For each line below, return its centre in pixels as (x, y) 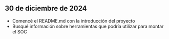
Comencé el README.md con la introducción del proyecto (73, 21)
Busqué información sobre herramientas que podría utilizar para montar (88, 26)
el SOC (20, 32)
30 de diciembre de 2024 (46, 8)
